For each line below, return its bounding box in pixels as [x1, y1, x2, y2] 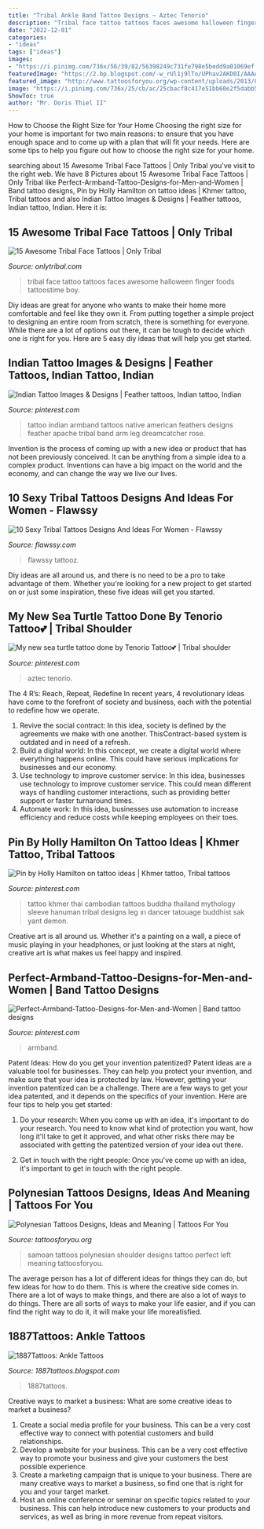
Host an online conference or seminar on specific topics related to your [19, 1494, 251, 1505]
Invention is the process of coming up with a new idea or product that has [8, 443, 247, 453]
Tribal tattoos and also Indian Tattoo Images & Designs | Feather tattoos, [8, 194, 242, 204]
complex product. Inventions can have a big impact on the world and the [8, 460, 243, 470]
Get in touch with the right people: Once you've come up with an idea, [19, 1156, 247, 1164]
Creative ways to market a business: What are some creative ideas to [8, 1396, 233, 1406]
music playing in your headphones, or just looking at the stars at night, [8, 940, 236, 949]
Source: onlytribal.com [8, 261, 82, 271]
